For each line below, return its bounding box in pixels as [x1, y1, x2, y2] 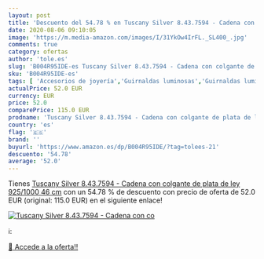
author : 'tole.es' [8, 56, 68, 64]
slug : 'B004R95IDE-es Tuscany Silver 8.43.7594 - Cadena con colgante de [8, 63, 255, 71]
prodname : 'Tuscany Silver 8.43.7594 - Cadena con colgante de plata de [8, 114, 251, 122]
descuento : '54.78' [8, 150, 72, 158]
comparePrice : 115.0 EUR [8, 107, 90, 115]
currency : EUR [8, 92, 55, 100]
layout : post [8, 11, 51, 20]
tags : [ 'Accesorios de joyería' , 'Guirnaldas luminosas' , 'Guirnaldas [8, 77, 241, 85]
